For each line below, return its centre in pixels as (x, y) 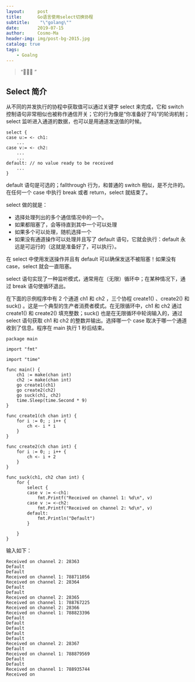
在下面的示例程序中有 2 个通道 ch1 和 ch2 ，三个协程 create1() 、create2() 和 (98, 299)
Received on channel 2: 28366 (43, 608)
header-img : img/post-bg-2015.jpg (48, 39)
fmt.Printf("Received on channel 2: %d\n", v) (95, 508)
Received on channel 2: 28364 (43, 582)
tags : (13, 50)
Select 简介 (27, 92)
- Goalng (27, 55)
